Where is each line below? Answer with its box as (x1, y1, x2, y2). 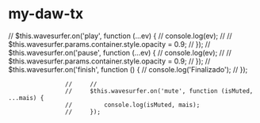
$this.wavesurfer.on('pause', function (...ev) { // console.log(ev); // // (8, 48, 231, 57)
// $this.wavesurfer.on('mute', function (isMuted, (64, 86, 254, 95)
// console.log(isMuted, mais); (64, 101, 201, 109)
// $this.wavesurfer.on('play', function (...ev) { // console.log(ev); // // (8, 31, 232, 40)
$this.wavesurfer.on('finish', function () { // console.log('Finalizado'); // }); (8, 64, 248, 74)
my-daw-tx (8, 5, 84, 23)
